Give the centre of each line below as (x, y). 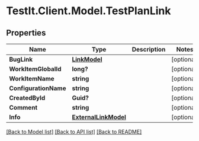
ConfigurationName (38, 88)
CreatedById (27, 98)
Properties (26, 33)
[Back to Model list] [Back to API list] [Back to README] (74, 132)
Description (149, 49)
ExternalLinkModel (99, 117)
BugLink (21, 59)
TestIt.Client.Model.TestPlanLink (89, 11)
